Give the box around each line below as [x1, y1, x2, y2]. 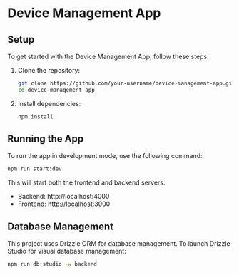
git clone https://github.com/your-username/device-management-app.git [17, 80, 235, 87]
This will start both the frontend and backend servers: [7, 178, 166, 187]
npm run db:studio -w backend [7, 261, 98, 268]
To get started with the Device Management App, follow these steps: [7, 52, 209, 61]
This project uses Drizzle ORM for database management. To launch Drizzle [7, 239, 230, 248]
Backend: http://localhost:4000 [17, 192, 110, 201]
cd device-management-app [17, 86, 95, 93]
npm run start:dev [7, 165, 62, 172]
